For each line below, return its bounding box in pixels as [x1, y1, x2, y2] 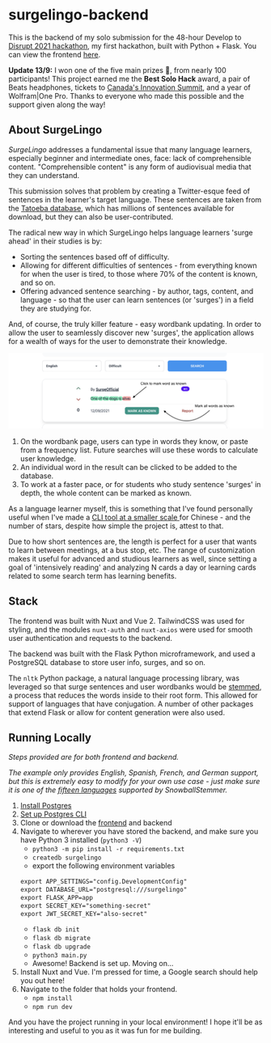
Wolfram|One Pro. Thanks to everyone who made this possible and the [8, 91, 244, 100]
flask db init [32, 926, 80, 934]
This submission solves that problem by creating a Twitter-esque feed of [8, 186, 251, 196]
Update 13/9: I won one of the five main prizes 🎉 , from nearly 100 [8, 65, 227, 74]
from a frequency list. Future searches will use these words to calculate [19, 445, 259, 455]
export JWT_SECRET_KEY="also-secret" [19, 910, 148, 918]
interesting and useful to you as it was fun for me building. [8, 1026, 202, 1036]
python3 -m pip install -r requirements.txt [32, 846, 185, 854]
